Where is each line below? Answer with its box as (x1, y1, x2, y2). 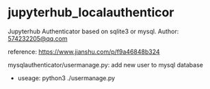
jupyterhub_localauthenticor (8, 5, 174, 20)
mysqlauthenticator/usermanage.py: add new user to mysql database (8, 60, 204, 69)
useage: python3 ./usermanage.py (17, 73, 116, 82)
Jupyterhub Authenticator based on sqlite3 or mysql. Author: (8, 27, 179, 35)
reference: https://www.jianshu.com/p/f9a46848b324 (8, 48, 160, 56)
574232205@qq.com (8, 34, 68, 42)
